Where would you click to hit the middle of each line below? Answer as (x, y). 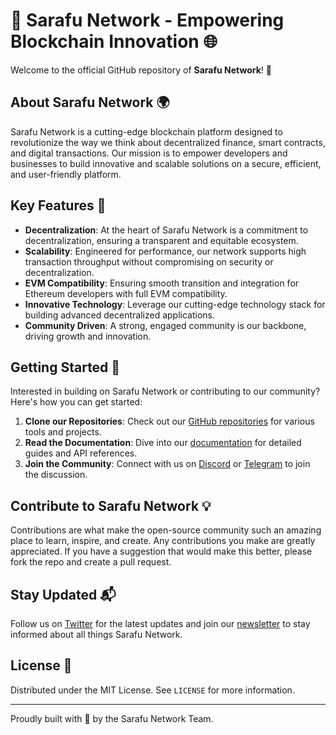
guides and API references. (81, 453)
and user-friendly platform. (66, 174)
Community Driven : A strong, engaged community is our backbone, (165, 325)
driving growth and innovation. (88, 336)
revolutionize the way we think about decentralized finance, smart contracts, (168, 142)
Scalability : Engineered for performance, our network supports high (165, 251)
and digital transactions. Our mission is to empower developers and (149, 153)
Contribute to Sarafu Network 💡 (111, 505)
